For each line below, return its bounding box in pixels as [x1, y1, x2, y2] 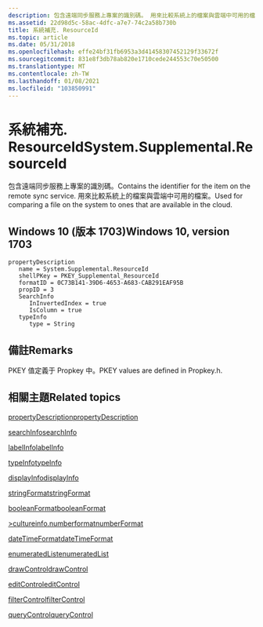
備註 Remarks [8, 343, 74, 357]
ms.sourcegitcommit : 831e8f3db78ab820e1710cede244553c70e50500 [8, 56, 219, 64]
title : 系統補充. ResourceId [8, 26, 99, 34]
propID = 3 [18, 286, 55, 294]
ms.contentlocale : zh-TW [8, 70, 89, 78]
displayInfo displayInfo [8, 472, 80, 483]
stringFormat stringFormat [8, 488, 91, 498]
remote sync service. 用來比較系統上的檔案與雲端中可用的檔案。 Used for [8, 191, 243, 201]
